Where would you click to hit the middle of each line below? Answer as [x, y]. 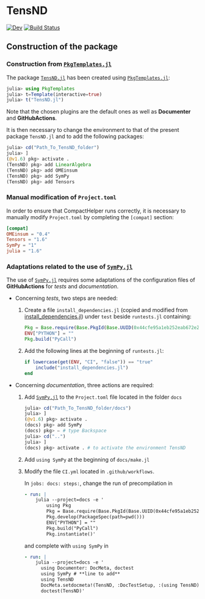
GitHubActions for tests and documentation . [63, 286]
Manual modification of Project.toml [62, 197]
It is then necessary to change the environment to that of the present [93, 130]
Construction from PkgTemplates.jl [59, 64]
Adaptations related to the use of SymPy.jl [70, 266]
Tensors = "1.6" [27, 240]
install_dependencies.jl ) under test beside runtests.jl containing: [108, 317]
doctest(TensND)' [63, 591]
